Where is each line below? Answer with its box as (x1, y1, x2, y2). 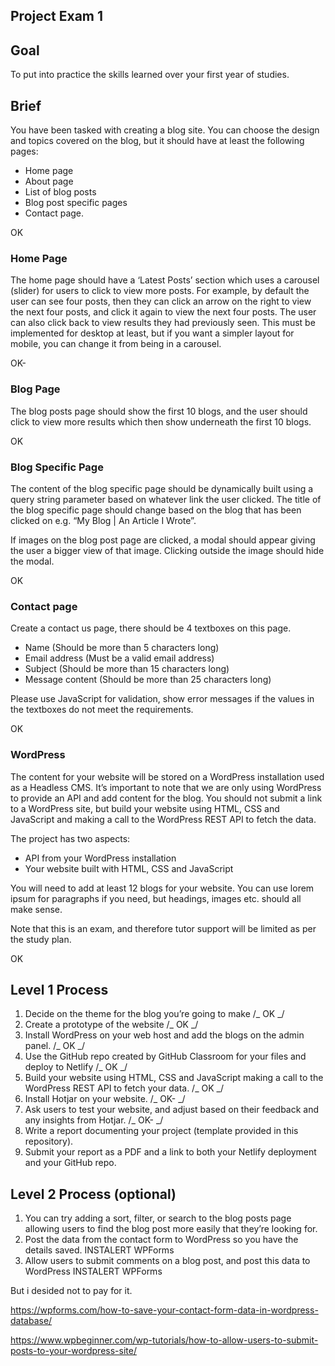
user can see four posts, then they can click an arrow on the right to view (10, 295, 312, 308)
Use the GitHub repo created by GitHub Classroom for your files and (24, 1050, 307, 1063)
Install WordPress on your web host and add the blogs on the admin (24, 1029, 305, 1041)
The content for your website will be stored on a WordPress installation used (10, 770, 325, 783)
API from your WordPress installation (24, 852, 177, 864)
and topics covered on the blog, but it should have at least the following (10, 135, 305, 147)
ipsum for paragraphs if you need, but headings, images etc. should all (10, 892, 302, 904)
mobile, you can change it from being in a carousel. (10, 338, 222, 350)
